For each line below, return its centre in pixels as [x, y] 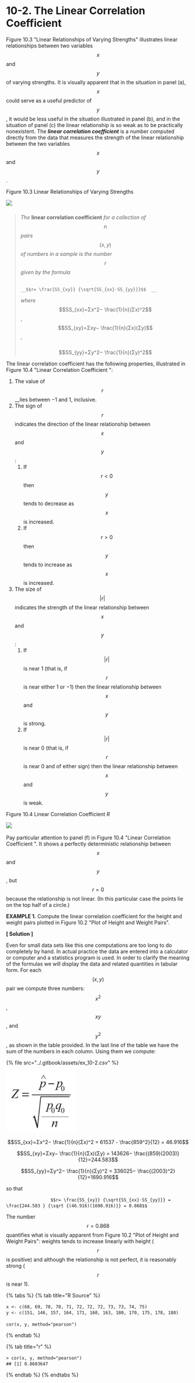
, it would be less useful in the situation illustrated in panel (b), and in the [93, 119]
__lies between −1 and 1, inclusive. [55, 399]
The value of [30, 381]
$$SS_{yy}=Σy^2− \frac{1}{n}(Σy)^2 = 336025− [78, 1171]
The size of [28, 589]
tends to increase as [48, 564]
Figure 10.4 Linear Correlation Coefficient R [58, 814]
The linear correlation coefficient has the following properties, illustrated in [96, 364]
